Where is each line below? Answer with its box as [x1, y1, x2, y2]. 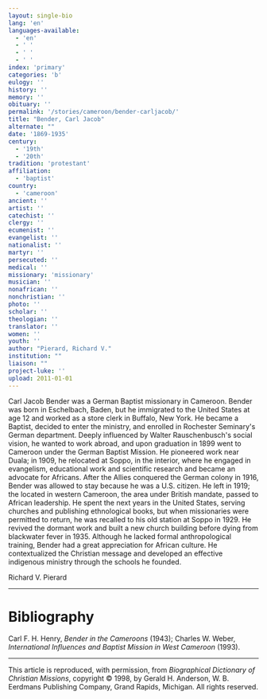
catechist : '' [8, 212, 56, 220]
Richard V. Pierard [8, 572, 68, 582]
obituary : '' [8, 100, 52, 108]
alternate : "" [8, 123, 56, 131]
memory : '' [8, 93, 44, 101]
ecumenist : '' [8, 226, 56, 235]
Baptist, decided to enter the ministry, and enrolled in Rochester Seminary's [8, 421, 256, 431]
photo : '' [8, 300, 41, 308]
